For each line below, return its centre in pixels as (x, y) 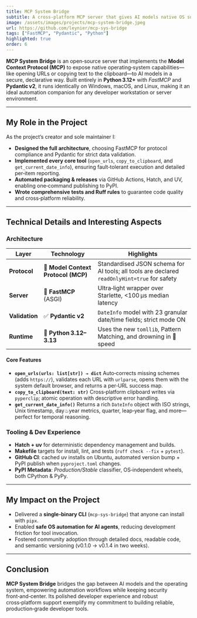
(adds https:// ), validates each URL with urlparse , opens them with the (101, 379)
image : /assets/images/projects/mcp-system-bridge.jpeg (76, 22)
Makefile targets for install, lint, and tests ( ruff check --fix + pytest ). (99, 451)
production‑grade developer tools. (47, 609)
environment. (22, 98)
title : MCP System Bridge (38, 11)
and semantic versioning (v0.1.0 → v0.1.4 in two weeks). (82, 545)
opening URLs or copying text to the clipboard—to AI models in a (94, 74)
